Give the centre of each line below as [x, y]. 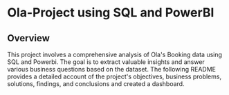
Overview [29, 38]
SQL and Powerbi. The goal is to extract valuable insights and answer [106, 62]
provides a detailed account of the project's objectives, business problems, [114, 76]
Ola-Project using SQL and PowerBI [111, 13]
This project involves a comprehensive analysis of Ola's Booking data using [115, 54]
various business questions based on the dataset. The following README [112, 69]
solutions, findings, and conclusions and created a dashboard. [96, 84]
